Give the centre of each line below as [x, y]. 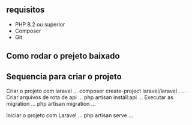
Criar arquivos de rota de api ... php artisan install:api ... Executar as [90, 97]
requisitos [25, 10]
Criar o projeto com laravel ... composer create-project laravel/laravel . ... [96, 91]
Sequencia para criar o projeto [64, 77]
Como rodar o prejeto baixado [63, 56]
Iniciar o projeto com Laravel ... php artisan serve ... [70, 115]
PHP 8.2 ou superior [40, 24]
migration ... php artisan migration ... [51, 104]
